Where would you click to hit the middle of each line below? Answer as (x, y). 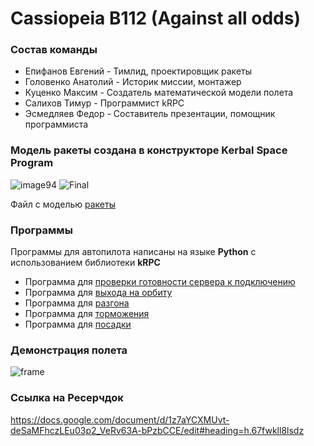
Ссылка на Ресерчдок (67, 398)
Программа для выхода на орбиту (98, 293)
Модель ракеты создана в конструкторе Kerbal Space (149, 150)
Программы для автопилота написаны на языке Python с (133, 252)
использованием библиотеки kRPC (85, 263)
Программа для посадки (78, 324)
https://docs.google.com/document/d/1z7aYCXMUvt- (120, 419)
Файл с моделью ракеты (63, 204)
